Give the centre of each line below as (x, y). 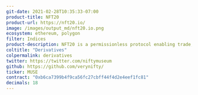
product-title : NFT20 (33, 17)
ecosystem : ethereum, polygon (43, 34)
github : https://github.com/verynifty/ (55, 66)
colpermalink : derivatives (39, 55)
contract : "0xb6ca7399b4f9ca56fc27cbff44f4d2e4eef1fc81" (77, 77)
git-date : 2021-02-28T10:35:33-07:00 (52, 12)
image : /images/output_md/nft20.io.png (55, 28)
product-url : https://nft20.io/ (46, 22)
